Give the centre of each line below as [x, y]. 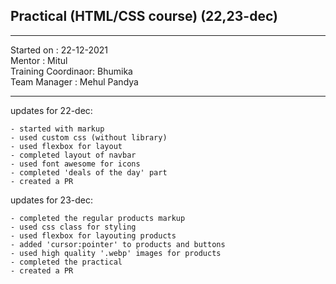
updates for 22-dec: [51, 110]
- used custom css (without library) [89, 137]
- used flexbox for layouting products [93, 235]
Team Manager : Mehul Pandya [74, 81]
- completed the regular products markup [98, 218]
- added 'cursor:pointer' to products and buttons [118, 244]
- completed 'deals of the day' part [89, 172]
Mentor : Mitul [39, 60]
